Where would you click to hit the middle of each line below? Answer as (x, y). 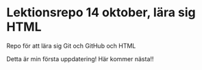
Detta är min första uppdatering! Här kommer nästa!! (80, 58)
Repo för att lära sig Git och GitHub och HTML (71, 46)
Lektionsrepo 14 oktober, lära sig (101, 13)
